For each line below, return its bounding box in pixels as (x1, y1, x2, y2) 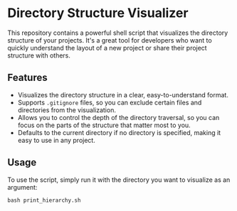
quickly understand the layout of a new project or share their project (7, 43, 208, 52)
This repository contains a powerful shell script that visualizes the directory (7, 28, 228, 37)
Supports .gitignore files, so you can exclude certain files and (17, 98, 202, 107)
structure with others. (7, 51, 71, 60)
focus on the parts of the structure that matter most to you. (17, 121, 191, 129)
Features (7, 72, 48, 84)
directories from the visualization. (17, 105, 116, 114)
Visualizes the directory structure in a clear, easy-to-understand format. (17, 90, 229, 99)
